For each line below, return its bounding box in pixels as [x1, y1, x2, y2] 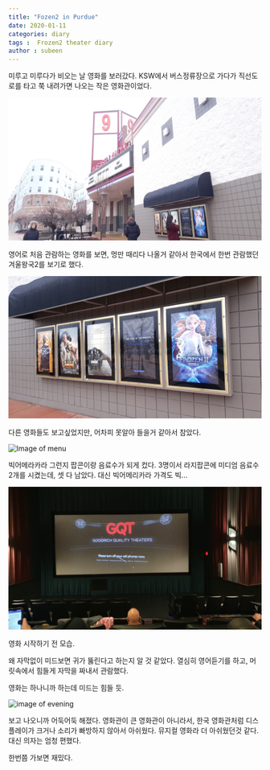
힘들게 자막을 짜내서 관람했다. [35, 665, 129, 675]
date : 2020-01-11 [8, 21, 67, 30]
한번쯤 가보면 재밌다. [8, 752, 73, 762]
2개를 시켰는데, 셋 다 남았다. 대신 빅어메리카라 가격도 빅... [8, 471, 188, 480]
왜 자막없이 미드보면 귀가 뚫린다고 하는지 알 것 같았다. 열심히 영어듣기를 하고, [8, 656, 248, 665]
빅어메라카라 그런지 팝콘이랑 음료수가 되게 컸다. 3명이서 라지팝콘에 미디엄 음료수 [8, 460, 260, 470]
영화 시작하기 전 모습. [8, 638, 75, 648]
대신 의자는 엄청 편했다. [8, 735, 82, 745]
